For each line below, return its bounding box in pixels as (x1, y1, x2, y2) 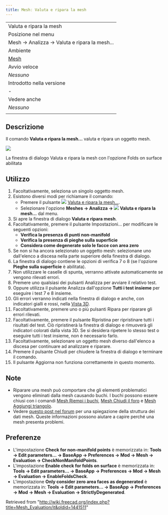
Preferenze (5, 433, 41, 442)
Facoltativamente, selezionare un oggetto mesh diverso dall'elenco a (12, 338, 155, 344)
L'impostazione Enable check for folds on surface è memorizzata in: (12, 462, 155, 468)
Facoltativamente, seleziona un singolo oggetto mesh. (12, 188, 124, 194)
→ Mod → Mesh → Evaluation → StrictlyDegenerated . (12, 489, 125, 495)
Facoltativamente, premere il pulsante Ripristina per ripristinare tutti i (12, 317, 154, 323)
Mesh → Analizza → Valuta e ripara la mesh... (8, 38, 114, 45)
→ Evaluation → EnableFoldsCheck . (12, 473, 88, 479)
